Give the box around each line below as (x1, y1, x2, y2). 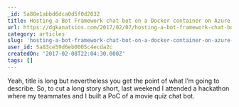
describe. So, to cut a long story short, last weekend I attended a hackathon (7, 83, 230, 93)
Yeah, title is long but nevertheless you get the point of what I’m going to (7, 76, 220, 85)
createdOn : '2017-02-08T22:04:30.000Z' (7, 51, 126, 58)
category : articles (7, 30, 65, 38)
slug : (7, 37, 23, 44)
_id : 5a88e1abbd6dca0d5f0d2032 (7, 10, 100, 18)
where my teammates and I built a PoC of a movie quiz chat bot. (7, 91, 195, 100)
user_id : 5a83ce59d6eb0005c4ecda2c (7, 44, 113, 51)
